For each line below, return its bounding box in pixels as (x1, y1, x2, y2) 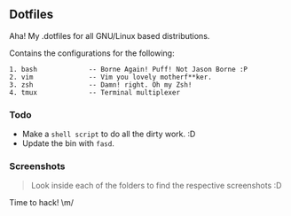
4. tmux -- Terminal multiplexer (9, 88, 180, 96)
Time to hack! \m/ (9, 197, 74, 208)
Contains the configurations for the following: (9, 48, 175, 58)
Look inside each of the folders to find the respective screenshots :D (30, 181, 282, 191)
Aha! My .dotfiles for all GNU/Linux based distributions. (9, 30, 210, 41)
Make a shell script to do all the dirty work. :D (21, 128, 196, 140)
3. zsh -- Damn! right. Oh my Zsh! (9, 80, 193, 89)
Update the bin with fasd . (21, 138, 115, 149)
